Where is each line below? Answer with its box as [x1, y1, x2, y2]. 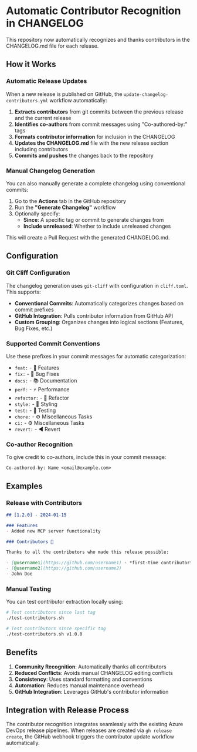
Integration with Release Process [6, 705, 130, 715]
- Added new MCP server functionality [6, 528, 101, 534]
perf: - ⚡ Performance [14, 385, 70, 392]
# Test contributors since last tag [6, 610, 96, 615]
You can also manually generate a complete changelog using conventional [6, 179, 186, 187]
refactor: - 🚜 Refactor [14, 394, 69, 401]
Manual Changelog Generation [6, 167, 96, 175]
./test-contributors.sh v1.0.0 [6, 631, 83, 637]
